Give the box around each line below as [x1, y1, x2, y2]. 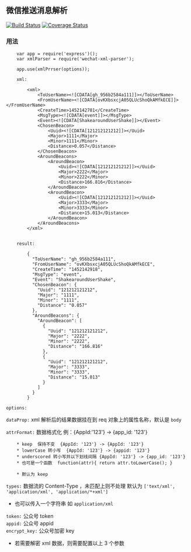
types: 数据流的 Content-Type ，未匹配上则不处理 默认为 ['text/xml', [6, 483, 175, 490]
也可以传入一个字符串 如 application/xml [14, 500, 114, 507]
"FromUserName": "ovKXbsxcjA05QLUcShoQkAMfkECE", [32, 262, 156, 267]
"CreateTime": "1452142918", [32, 266, 103, 273]
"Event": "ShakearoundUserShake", [32, 277, 116, 283]
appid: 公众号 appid [6, 520, 54, 527]
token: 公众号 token [6, 513, 54, 520]
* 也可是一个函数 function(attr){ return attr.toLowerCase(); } [16, 460, 173, 466]
